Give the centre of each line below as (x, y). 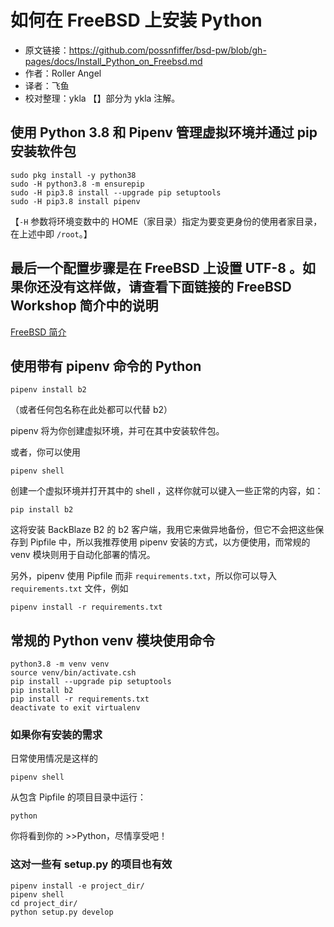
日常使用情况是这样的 (54, 758)
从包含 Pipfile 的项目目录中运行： (78, 797)
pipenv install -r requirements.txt (86, 607)
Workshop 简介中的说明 (84, 306)
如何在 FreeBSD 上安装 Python (136, 20)
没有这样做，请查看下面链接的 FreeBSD (170, 287)
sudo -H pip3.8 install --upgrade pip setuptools (116, 192)
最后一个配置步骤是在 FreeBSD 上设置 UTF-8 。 (156, 268)
